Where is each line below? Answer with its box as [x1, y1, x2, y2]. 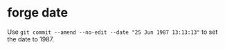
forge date [7, 5, 68, 21]
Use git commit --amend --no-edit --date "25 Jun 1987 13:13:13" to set [7, 28, 218, 36]
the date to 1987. [7, 35, 54, 43]
